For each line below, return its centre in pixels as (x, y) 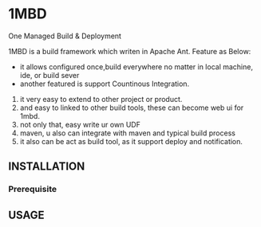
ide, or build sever (49, 75)
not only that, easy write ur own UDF (80, 124)
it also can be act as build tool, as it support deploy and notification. (131, 141)
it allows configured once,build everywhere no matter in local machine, (136, 67)
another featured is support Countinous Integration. (105, 84)
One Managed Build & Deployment (65, 36)
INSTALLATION (47, 167)
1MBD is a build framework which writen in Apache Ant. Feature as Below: (130, 51)
